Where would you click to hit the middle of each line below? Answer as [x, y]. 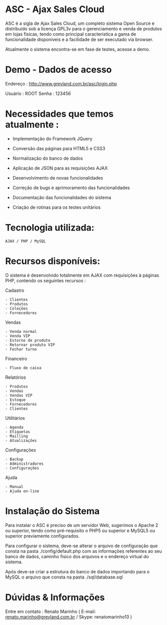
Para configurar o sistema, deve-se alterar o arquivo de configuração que [81, 546]
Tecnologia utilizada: [50, 228]
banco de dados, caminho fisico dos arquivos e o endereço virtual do [77, 556]
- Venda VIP [18, 336]
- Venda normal [21, 331]
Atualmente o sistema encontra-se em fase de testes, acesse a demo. [78, 49]
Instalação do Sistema [52, 511]
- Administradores [24, 464]
